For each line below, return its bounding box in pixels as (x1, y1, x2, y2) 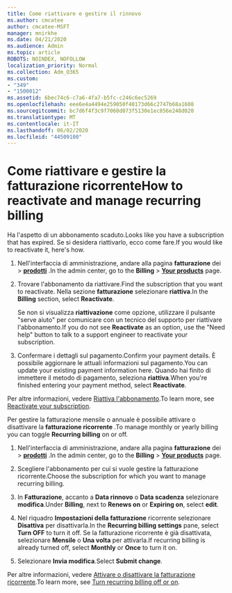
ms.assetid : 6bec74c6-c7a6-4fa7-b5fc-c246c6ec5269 (7, 95, 157, 102)
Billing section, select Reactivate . (17, 295, 115, 303)
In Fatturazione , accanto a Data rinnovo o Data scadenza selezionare (17, 493, 219, 502)
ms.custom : (7, 75, 39, 82)
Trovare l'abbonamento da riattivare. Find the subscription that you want (17, 280, 223, 288)
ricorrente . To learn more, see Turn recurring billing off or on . (7, 578, 181, 586)
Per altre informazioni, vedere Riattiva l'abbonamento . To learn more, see (7, 394, 215, 403)
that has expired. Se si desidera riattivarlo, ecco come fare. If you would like (7, 238, 223, 247)
